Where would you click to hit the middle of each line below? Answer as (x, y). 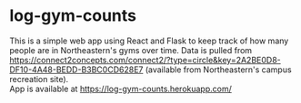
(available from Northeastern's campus (219, 70)
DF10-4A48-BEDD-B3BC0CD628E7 (76, 70)
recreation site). (39, 79)
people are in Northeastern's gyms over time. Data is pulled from (131, 50)
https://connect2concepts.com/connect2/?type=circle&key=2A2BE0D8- (145, 60)
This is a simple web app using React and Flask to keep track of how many (149, 41)
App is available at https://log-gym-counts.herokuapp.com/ (120, 89)
